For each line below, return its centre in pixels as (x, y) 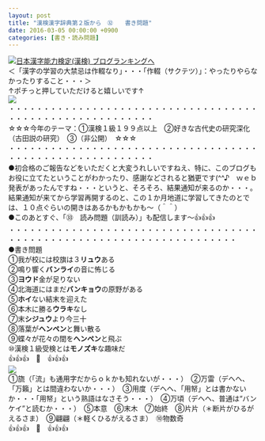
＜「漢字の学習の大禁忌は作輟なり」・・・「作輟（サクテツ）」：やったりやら (129, 71)
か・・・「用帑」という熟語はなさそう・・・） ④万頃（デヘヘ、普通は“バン (132, 399)
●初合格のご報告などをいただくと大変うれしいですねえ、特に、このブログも (132, 168)
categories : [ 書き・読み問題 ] (54, 38)
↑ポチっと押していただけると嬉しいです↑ (76, 91)
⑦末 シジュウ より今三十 (47, 319)
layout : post (30, 15)
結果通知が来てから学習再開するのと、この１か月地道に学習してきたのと (126, 198)
